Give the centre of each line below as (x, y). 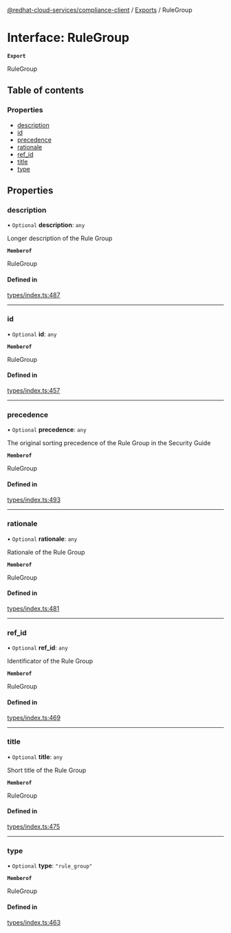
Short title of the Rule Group (47, 770)
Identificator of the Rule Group (50, 661)
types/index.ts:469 (34, 718)
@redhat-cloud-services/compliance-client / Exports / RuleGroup (100, 10)
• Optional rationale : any (42, 539)
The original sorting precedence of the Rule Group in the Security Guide (109, 443)
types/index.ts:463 (34, 922)
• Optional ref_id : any (38, 648)
